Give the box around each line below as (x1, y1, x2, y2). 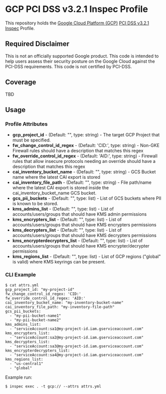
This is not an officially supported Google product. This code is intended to (5, 53, 159, 59)
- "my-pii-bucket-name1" (9, 313, 61, 318)
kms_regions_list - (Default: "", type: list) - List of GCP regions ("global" (12, 254, 161, 260)
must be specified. (12, 137, 51, 143)
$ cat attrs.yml (5, 282, 39, 287)
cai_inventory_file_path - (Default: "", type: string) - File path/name (12, 179, 152, 185)
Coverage (5, 78, 36, 87)
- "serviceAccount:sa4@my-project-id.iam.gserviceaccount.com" (9, 352, 144, 357)
